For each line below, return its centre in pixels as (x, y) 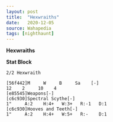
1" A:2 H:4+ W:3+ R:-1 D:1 (57, 104)
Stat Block (19, 62)
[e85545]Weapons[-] (30, 94)
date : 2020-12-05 (30, 23)
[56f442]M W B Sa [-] (53, 84)
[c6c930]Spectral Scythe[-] (41, 99)
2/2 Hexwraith (24, 73)
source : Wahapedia (29, 28)
